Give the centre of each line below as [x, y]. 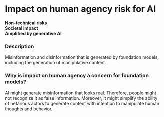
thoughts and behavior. [29, 109]
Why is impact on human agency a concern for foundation [77, 76]
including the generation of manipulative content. [56, 63]
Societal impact [22, 28]
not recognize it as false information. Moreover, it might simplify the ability [81, 98]
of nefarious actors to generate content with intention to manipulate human [82, 103]
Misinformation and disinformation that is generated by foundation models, [82, 57]
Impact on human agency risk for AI [81, 9]
